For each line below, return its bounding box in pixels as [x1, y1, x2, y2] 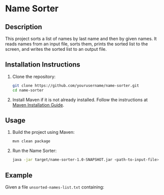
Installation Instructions [5, 60, 81, 69]
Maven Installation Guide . [12, 102, 64, 108]
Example [5, 171, 33, 179]
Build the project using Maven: [12, 129, 75, 135]
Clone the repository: [12, 74, 56, 79]
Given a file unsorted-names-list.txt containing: [5, 184, 105, 190]
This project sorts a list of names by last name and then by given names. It [5, 36, 157, 41]
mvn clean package [12, 139, 51, 144]
